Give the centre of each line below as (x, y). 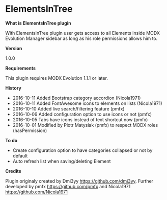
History (13, 88)
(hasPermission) (30, 130)
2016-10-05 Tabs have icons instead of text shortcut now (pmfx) (80, 119)
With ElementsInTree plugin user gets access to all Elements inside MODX (83, 33)
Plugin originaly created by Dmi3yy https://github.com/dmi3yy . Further (79, 181)
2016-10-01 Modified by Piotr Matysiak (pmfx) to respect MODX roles (85, 125)
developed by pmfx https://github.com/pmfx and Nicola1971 (68, 186)
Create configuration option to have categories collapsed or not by (82, 150)
